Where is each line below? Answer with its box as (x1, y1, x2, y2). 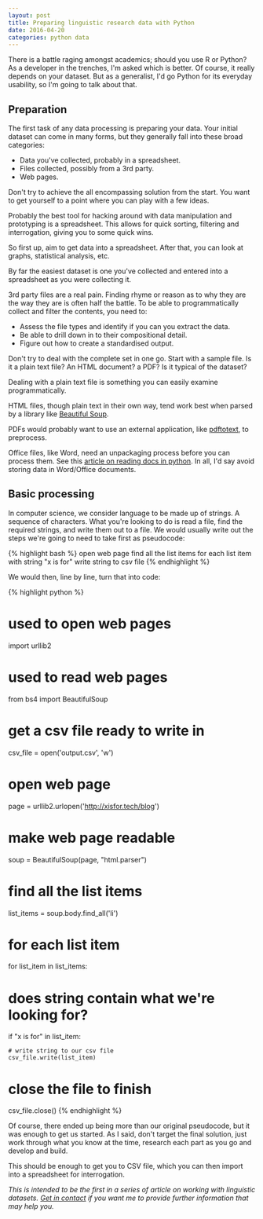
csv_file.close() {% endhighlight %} (8, 1106, 122, 1115)
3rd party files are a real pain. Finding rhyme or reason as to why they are (8, 290, 247, 299)
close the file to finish (8, 1080, 152, 1098)
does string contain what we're (8, 989, 215, 1007)
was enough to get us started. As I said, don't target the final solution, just (8, 1129, 247, 1139)
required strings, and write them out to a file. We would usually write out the (8, 525, 254, 534)
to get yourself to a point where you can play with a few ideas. (8, 196, 210, 205)
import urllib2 (8, 641, 52, 650)
